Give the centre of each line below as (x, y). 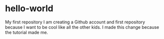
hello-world (29, 9)
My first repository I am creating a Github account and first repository (75, 22)
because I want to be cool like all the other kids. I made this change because (82, 27)
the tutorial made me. (26, 32)
